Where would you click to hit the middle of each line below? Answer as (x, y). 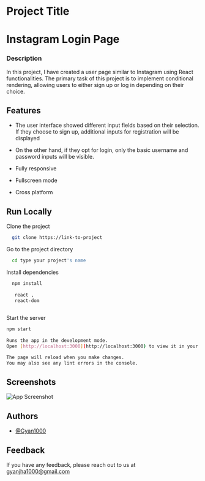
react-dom (27, 301)
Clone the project (28, 226)
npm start (19, 329)
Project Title (38, 11)
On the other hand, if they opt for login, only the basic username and (102, 150)
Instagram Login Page (63, 40)
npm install (27, 284)
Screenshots (31, 382)
